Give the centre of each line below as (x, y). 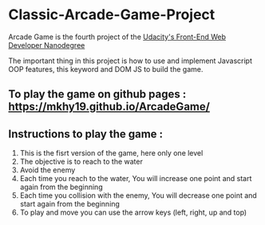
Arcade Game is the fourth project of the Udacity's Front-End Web (117, 37)
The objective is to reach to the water (81, 162)
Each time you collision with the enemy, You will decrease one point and (138, 195)
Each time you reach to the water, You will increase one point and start (136, 179)
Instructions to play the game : (86, 134)
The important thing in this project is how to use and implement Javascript (131, 61)
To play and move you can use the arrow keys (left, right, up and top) (133, 212)
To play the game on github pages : (97, 95)
